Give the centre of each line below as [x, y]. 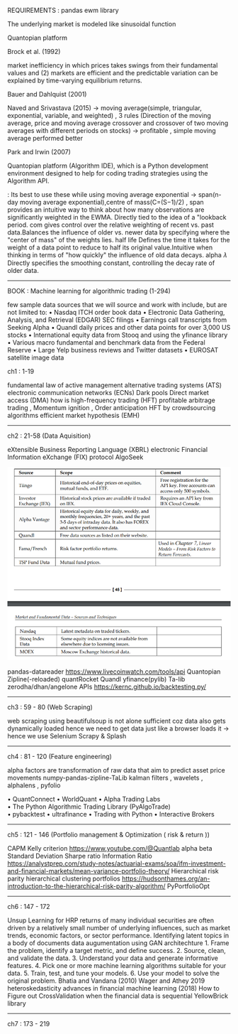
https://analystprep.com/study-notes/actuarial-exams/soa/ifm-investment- [117, 863]
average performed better [45, 138]
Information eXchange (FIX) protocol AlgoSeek [75, 457]
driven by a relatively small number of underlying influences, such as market [119, 928]
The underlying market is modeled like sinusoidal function [92, 24]
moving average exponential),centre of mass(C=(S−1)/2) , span [112, 202]
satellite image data [36, 357]
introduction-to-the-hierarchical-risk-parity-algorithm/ [86, 886]
